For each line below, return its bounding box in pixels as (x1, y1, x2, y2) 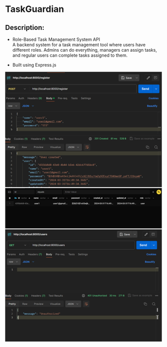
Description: (5, 23, 45, 32)
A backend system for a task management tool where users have (12, 42, 146, 48)
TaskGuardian (5, 3, 65, 15)
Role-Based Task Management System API (12, 36, 100, 42)
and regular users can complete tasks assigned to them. (12, 52, 128, 58)
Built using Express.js (12, 62, 57, 68)
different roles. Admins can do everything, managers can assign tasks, (12, 47, 158, 53)
